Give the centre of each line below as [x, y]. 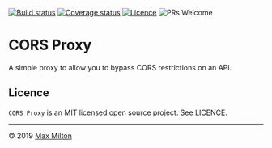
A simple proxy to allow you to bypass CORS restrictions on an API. [120, 67]
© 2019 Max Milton [40, 135]
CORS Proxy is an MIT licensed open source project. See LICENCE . [118, 112]
